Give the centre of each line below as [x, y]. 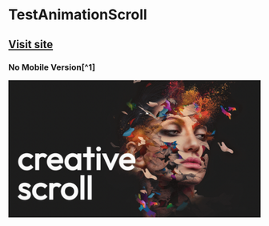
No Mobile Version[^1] [52, 67]
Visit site [31, 44]
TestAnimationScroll [78, 15]
